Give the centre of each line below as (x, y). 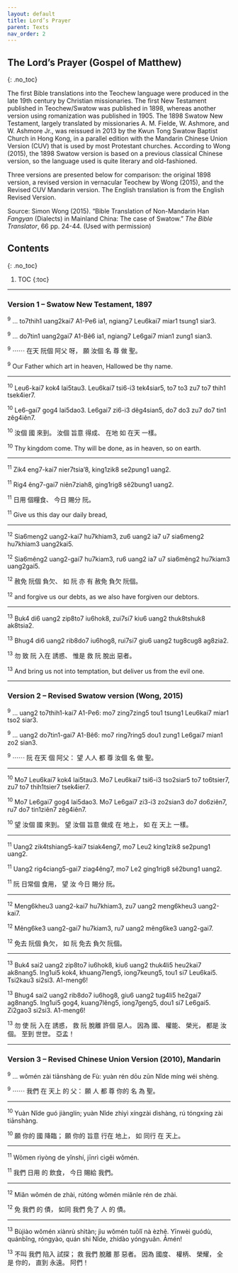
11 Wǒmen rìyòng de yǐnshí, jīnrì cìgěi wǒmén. (73, 1157)
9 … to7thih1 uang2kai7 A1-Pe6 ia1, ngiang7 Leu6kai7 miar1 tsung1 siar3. (112, 320)
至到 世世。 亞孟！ (48, 1034)
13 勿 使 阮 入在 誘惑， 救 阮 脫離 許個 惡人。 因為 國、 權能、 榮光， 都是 (113, 1024)
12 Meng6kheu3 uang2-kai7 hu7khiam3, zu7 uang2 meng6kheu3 (102, 905)
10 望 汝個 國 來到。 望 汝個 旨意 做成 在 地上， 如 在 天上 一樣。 (100, 823)
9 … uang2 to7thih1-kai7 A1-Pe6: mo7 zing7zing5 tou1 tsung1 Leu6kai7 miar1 (118, 712)
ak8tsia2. (21, 626)
